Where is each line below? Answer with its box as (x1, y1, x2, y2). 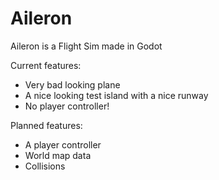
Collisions (24, 160, 66, 172)
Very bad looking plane (24, 78, 121, 91)
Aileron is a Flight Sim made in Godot (10, 40, 163, 52)
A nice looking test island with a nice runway (24, 89, 209, 101)
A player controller (24, 138, 102, 151)
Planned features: (10, 119, 83, 131)
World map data (24, 149, 92, 161)
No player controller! (24, 100, 110, 112)
